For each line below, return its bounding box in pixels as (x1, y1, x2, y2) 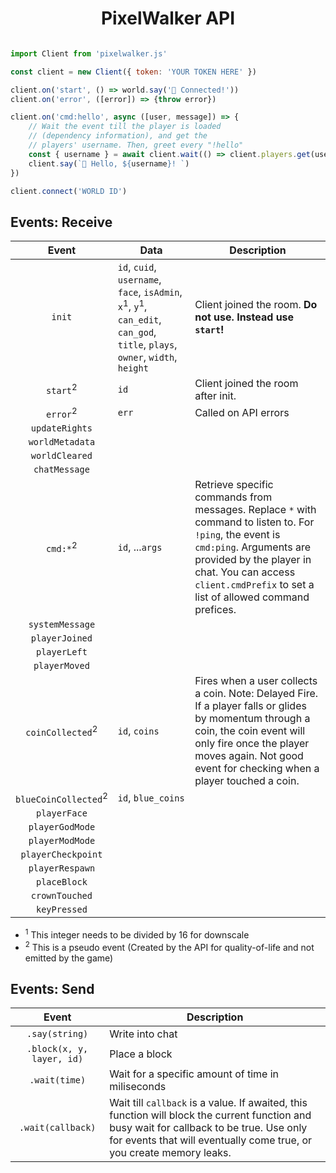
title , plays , (117, 337, 178, 351)
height (117, 362, 149, 374)
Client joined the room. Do (194, 297, 318, 311)
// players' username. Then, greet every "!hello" (28, 140, 244, 151)
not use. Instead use (194, 310, 295, 324)
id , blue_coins (117, 791, 185, 805)
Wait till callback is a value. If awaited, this (109, 1096, 308, 1110)
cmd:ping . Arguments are (194, 540, 312, 554)
